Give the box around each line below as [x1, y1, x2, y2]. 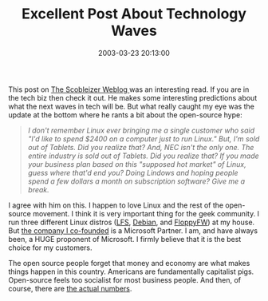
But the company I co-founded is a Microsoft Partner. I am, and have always [8, 225, 258, 236]
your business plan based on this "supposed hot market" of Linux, [27, 159, 246, 168]
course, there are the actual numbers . [8, 283, 132, 293]
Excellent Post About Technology [21, 5, 247, 23]
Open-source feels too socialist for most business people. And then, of [8, 275, 242, 284]
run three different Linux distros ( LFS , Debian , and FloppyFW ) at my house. [8, 217, 255, 227]
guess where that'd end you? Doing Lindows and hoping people [27, 168, 238, 177]
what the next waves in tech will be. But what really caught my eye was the [8, 101, 255, 111]
